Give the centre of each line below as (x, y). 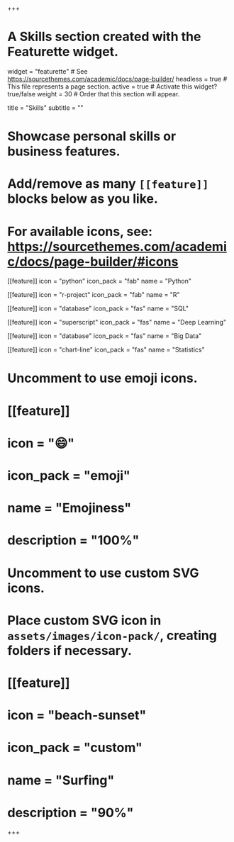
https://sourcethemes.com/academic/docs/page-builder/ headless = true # (117, 79)
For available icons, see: (80, 231)
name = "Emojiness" (69, 508)
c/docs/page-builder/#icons (93, 261)
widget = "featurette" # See (48, 71)
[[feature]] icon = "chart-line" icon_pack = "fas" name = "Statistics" (106, 350)
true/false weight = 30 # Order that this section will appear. (94, 94)
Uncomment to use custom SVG (103, 573)
